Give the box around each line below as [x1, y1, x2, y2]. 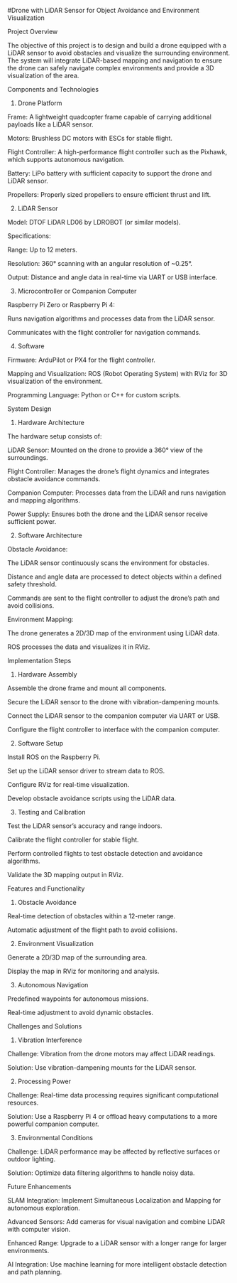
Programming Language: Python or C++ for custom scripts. [7, 391, 181, 399]
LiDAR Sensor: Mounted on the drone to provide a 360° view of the [7, 446, 204, 454]
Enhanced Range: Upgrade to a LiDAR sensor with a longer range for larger [7, 1239, 227, 1247]
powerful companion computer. [7, 1120, 99, 1128]
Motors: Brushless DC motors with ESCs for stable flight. [7, 134, 172, 142]
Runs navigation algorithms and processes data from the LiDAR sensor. [7, 314, 215, 323]
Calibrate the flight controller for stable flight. [7, 835, 140, 844]
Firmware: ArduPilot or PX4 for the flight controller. [7, 355, 156, 364]
